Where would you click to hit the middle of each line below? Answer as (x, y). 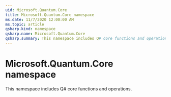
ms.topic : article (25, 24)
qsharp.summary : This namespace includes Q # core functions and (75, 39)
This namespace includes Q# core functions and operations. (69, 89)
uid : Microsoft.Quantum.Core (36, 10)
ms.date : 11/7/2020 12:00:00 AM (39, 19)
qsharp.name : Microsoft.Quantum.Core (45, 34)
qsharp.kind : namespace (31, 29)
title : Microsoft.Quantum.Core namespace (50, 15)
